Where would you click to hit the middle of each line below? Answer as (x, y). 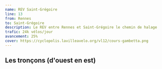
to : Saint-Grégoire (25, 23)
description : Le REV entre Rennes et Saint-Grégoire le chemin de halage (81, 28)
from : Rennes (18, 18)
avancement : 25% (21, 37)
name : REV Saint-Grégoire (31, 9)
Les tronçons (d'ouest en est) (50, 61)
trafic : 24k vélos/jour (29, 32)
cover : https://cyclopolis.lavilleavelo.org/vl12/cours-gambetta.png (77, 41)
